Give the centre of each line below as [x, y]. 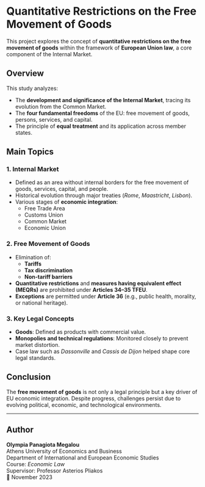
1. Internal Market [33, 169]
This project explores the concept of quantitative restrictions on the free [99, 41]
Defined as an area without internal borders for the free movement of [102, 182]
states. [23, 132]
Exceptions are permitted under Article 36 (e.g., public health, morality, [106, 296]
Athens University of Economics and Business [64, 451]
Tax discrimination [49, 270]
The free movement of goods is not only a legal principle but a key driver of [102, 392]
